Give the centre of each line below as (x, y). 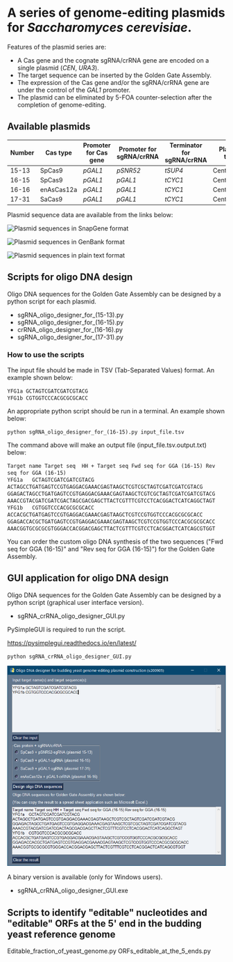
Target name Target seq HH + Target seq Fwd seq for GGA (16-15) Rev (111, 466)
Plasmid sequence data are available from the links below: (90, 214)
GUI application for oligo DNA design (88, 578)
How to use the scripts (46, 355)
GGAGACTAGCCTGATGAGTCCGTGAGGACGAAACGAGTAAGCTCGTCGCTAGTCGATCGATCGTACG (111, 494)
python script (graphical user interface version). (76, 602)
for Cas (97, 153)
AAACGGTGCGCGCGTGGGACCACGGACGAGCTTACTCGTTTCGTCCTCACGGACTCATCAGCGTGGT (111, 528)
